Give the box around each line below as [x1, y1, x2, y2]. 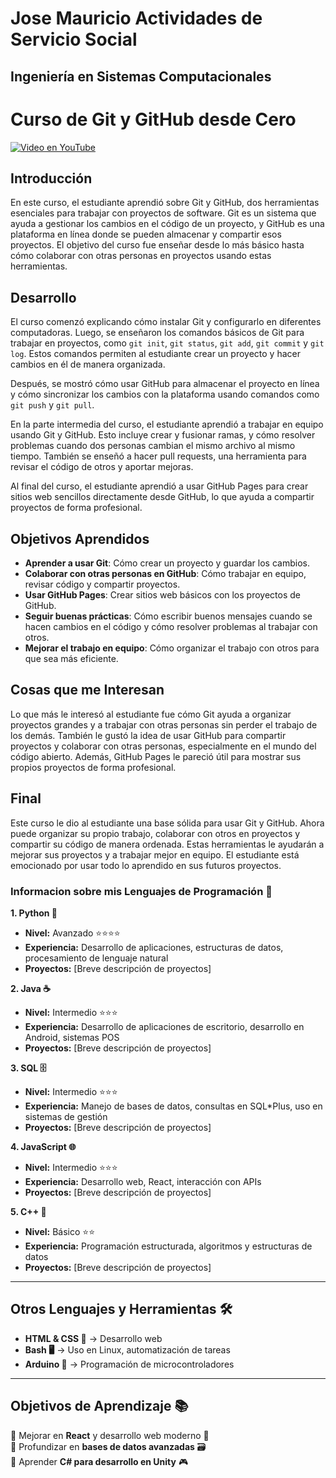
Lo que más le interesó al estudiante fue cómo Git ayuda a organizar [10, 708, 292, 720]
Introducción [10, 170, 93, 187]
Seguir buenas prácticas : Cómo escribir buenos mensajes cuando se [24, 610, 313, 622]
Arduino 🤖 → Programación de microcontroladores [24, 1358, 235, 1370]
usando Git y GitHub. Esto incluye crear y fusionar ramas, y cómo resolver [10, 429, 316, 441]
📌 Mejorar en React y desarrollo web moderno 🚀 [10, 1429, 210, 1441]
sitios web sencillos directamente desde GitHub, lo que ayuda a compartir [10, 491, 315, 503]
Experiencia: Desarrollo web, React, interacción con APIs [24, 1175, 262, 1187]
